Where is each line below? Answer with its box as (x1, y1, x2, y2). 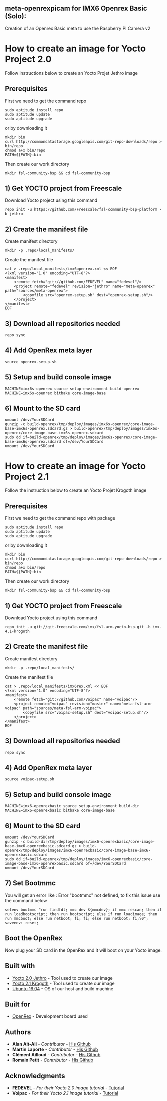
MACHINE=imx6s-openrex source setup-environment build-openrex (5, 386, 140, 391)
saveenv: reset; (5, 920, 39, 925)
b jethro (5, 211, 23, 217)
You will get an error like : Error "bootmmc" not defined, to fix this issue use (5, 892, 161, 898)
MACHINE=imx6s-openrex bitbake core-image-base (5, 390, 106, 396)
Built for (5, 1000, 31, 1008)
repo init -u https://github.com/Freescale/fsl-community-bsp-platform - (5, 207, 162, 212)
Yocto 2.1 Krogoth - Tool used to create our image (12, 980, 115, 986)
